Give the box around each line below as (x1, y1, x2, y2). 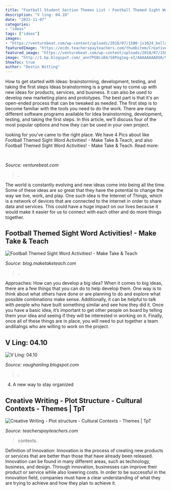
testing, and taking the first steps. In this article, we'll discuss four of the (5, 116, 157, 122)
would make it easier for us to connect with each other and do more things (5, 209, 162, 215)
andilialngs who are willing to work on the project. (5, 324, 109, 330)
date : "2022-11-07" (5, 17, 47, 22)
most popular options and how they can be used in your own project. (5, 122, 150, 128)
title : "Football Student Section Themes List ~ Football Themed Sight (5, 7, 160, 13)
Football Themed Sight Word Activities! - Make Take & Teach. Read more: (5, 142, 159, 149)
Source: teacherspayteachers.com (5, 427, 78, 434)
